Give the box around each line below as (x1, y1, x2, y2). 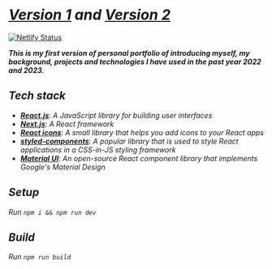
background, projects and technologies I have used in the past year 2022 (8, 57, 261, 66)
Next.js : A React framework (19, 119, 114, 129)
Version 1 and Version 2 (8, 6, 171, 24)
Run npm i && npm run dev (8, 207, 97, 216)
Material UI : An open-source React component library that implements (19, 153, 258, 163)
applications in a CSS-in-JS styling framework (19, 144, 176, 155)
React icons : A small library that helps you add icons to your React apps (19, 127, 264, 137)
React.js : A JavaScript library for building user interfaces (19, 110, 213, 120)
